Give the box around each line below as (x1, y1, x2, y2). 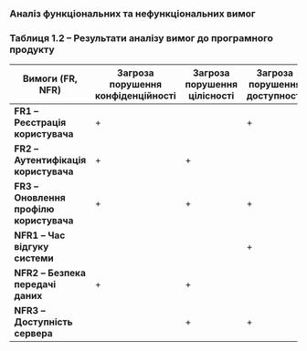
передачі (14, 278, 57, 291)
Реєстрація (14, 117, 67, 129)
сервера (14, 327, 53, 340)
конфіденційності (94, 89, 176, 102)
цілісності (188, 89, 235, 102)
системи (14, 252, 55, 264)
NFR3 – (14, 305, 46, 317)
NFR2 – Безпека (14, 267, 87, 280)
